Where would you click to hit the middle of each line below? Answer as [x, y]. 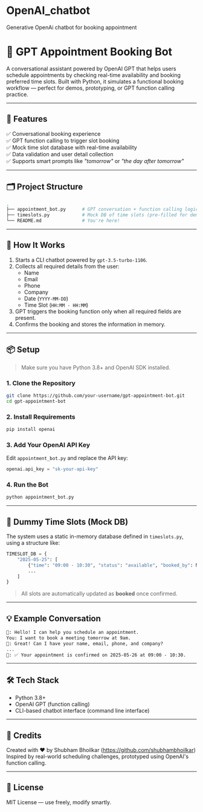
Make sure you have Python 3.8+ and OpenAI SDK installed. [96, 367]
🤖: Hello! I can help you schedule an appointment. [72, 633]
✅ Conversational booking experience [53, 133]
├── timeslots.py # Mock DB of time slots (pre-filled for [97, 215]
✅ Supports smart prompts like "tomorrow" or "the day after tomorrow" [95, 161]
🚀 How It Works [36, 245]
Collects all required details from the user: [67, 266]
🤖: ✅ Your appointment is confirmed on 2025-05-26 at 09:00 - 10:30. [96, 655]
